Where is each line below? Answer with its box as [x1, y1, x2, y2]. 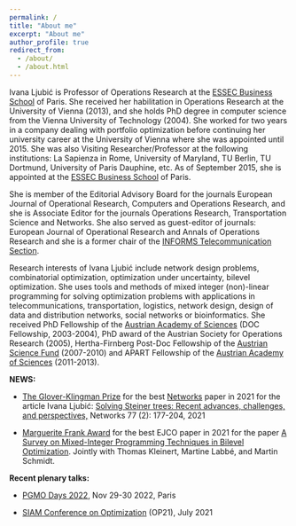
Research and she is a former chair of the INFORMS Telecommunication [9, 236, 272, 247]
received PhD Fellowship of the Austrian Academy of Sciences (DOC [9, 318, 260, 329]
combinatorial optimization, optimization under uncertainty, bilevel [9, 271, 251, 282]
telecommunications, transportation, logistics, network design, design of [9, 300, 274, 310]
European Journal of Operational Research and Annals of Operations [9, 226, 260, 237]
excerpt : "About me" [9, 29, 86, 38]
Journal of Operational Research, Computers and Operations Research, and [9, 198, 285, 208]
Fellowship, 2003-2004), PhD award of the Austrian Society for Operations [9, 328, 283, 339]
